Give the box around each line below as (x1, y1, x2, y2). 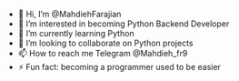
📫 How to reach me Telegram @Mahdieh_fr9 (17, 48, 188, 58)
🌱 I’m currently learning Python (17, 28, 134, 38)
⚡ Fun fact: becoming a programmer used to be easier (17, 62, 221, 72)
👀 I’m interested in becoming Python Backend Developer (17, 18, 230, 29)
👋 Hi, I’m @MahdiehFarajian (17, 9, 122, 19)
